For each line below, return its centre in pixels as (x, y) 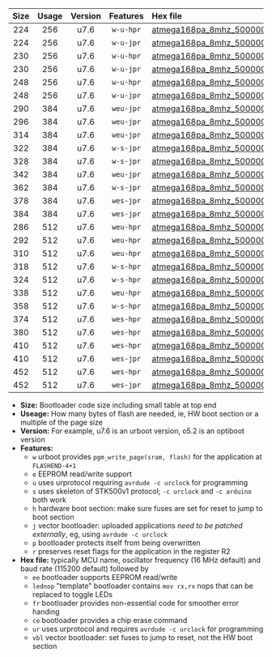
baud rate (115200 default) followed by (84, 569)
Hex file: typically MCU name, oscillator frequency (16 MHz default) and (140, 560)
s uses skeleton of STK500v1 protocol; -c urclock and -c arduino (142, 491)
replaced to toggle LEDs (72, 594)
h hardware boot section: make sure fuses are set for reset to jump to (147, 508)
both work (49, 500)
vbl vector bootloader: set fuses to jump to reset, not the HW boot (142, 638)
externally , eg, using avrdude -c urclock (100, 534)
